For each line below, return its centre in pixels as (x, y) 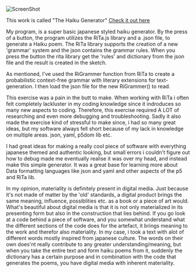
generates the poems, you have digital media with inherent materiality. (90, 263)
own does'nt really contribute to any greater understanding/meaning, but (94, 244)
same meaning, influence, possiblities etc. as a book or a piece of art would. (97, 201)
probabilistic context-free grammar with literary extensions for (81, 80)
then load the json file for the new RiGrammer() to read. (104, 86)
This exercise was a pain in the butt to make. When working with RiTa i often (98, 97)
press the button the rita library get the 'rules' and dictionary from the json (95, 56)
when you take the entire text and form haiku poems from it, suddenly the (94, 250)
